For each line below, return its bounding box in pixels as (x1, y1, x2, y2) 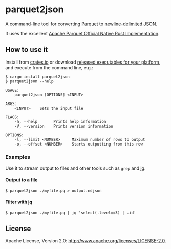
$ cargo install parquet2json (5, 74, 70, 79)
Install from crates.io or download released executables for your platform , (5, 59, 160, 65)
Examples (5, 153, 31, 160)
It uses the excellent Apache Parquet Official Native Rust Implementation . (5, 30, 160, 36)
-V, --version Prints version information (14, 123, 114, 129)
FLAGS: (5, 114, 19, 120)
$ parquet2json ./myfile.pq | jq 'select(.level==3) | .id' (5, 210, 137, 216)
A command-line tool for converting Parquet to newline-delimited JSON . (5, 20, 158, 27)
